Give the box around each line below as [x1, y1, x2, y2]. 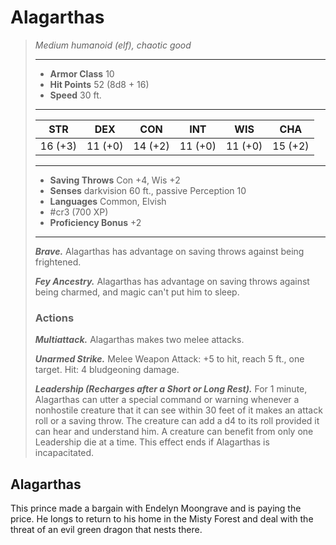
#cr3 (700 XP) [49, 206, 109, 218]
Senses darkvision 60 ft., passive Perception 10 [49, 184, 247, 196]
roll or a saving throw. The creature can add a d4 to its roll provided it [34, 415, 320, 427]
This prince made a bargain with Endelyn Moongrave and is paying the [10, 502, 302, 515]
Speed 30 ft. [49, 89, 102, 101]
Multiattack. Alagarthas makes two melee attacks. [34, 334, 245, 346]
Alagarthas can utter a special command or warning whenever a [34, 394, 300, 406]
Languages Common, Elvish [49, 195, 167, 207]
